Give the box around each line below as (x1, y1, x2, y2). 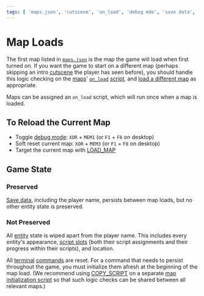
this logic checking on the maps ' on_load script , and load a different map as (6, 74, 197, 82)
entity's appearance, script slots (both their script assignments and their (6, 239, 188, 246)
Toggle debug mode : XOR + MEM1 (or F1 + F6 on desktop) (15, 134, 155, 141)
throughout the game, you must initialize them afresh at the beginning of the (6, 263, 198, 270)
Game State (6, 164, 52, 175)
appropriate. (6, 81, 38, 88)
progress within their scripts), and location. (6, 245, 115, 252)
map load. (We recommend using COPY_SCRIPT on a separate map (6, 270, 177, 277)
